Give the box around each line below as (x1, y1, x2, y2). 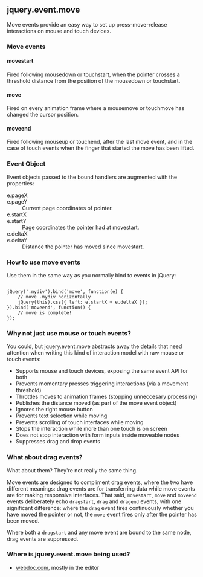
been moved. (7, 517, 40, 524)
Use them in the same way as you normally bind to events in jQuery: (7, 271, 176, 279)
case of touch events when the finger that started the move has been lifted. (7, 144, 195, 152)
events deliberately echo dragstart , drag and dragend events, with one (7, 498, 182, 505)
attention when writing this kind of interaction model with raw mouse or (7, 349, 184, 356)
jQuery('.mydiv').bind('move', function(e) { (7, 288, 123, 295)
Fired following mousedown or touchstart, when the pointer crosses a (7, 71, 180, 78)
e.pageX (7, 192, 28, 199)
